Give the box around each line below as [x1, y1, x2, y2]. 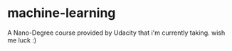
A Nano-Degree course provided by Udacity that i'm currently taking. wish [7, 28, 226, 37]
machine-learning [7, 5, 116, 21]
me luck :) [7, 35, 37, 44]
